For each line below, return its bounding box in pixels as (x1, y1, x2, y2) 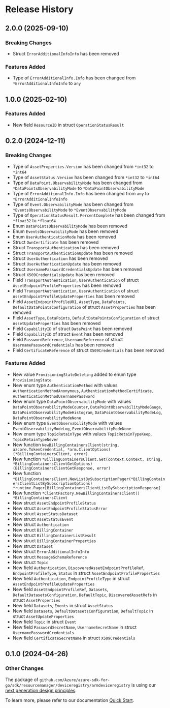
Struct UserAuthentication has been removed (12, 255, 108, 261)
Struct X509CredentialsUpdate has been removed (12, 271, 115, 278)
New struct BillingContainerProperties (12, 538, 96, 544)
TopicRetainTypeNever (12, 437, 58, 442)
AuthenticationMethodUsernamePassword (12, 394, 95, 399)
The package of (5, 676, 39, 683)
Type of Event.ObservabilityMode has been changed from (12, 201, 133, 207)
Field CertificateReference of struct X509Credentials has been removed (12, 347, 164, 353)
